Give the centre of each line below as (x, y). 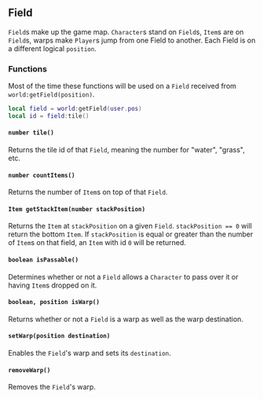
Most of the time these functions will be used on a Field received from (122, 86)
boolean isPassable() (44, 260)
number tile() (31, 133)
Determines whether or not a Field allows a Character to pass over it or (123, 276)
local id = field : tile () (49, 116)
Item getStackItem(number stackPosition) (77, 209)
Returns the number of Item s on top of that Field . (88, 192)
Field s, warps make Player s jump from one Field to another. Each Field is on (132, 40)
